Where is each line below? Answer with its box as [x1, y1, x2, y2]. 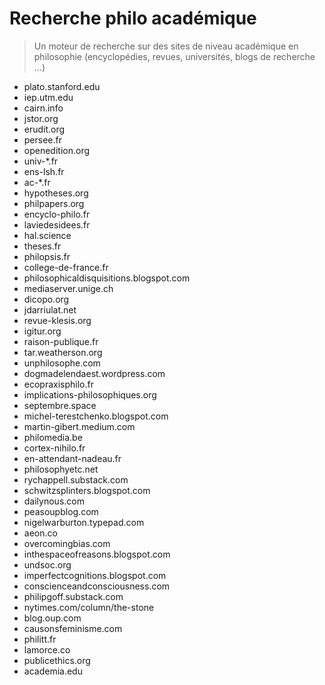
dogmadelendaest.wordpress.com [23, 367, 166, 379]
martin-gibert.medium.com [23, 420, 136, 432]
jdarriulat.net [23, 303, 77, 316]
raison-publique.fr [23, 335, 99, 347]
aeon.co [23, 527, 58, 539]
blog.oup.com [23, 612, 82, 624]
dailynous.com [23, 495, 85, 507]
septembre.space [23, 399, 97, 411]
